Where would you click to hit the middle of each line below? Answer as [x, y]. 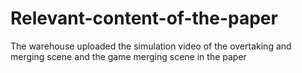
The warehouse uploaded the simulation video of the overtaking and [151, 46]
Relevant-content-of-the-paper [144, 18]
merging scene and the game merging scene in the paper [128, 56]
